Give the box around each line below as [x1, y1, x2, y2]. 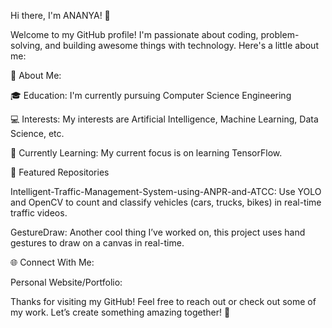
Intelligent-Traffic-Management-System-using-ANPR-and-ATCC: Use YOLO [10, 186, 322, 197]
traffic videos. [10, 207, 68, 219]
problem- [260, 29, 300, 40]
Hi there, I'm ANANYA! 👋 [10, 10, 111, 21]
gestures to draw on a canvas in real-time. [10, 237, 185, 249]
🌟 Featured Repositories [10, 166, 110, 178]
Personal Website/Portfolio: [10, 276, 123, 288]
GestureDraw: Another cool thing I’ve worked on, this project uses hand [10, 226, 306, 238]
